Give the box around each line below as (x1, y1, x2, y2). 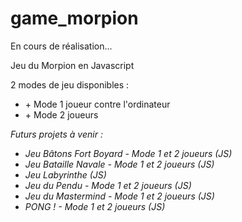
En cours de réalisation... (10, 40, 113, 52)
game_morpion (10, 7, 139, 30)
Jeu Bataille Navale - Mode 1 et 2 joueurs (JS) (24, 158, 215, 170)
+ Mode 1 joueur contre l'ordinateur (24, 98, 171, 110)
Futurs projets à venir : (10, 128, 103, 140)
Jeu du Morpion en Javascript (10, 59, 135, 71)
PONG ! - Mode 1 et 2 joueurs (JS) (24, 200, 166, 212)
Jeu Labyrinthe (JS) (24, 168, 107, 181)
